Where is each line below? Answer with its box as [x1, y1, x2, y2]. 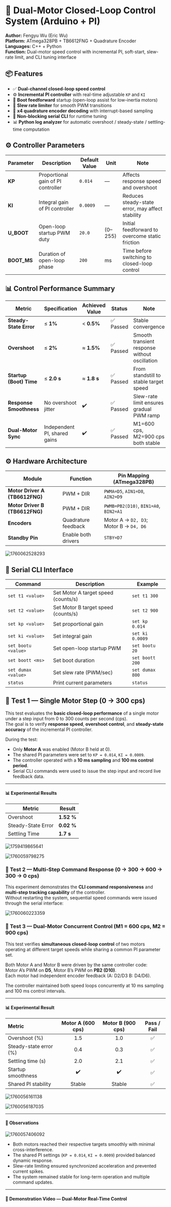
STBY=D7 [104, 535, 123, 541]
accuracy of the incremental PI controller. [5, 726, 93, 732]
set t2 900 [132, 608, 159, 613]
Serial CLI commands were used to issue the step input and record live [12, 768, 161, 774]
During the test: [5, 736, 38, 742]
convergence [133, 323, 165, 330]
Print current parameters [53, 679, 112, 686]
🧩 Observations [5, 1120, 39, 1126]
